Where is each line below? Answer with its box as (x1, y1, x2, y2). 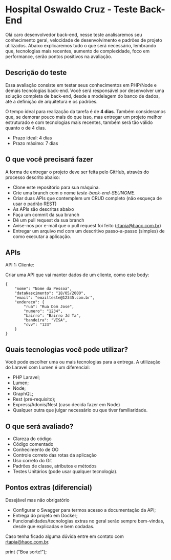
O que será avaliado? (5, 422, 74, 430)
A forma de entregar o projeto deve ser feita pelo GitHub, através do (5, 169, 149, 175)
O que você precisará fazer (5, 155, 93, 164)
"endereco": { (14, 300, 45, 305)
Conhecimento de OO (12, 446, 59, 453)
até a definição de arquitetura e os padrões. (5, 98, 98, 104)
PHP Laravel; (12, 374, 40, 381)
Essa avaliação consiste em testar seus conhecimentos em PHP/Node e (5, 82, 157, 88)
